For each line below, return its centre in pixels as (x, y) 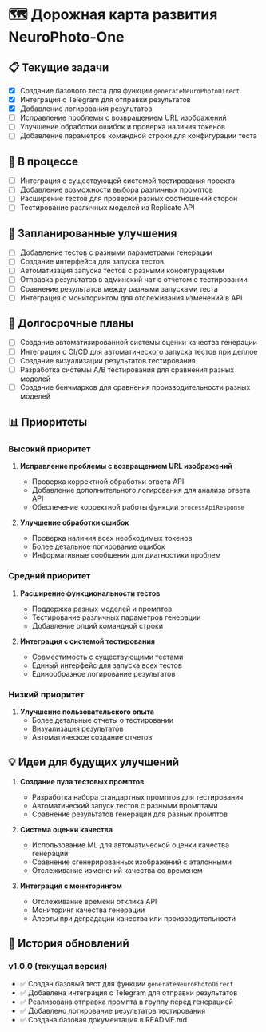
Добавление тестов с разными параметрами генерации (116, 252)
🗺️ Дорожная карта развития (113, 15)
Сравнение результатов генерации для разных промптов (130, 814)
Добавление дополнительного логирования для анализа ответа (141, 490)
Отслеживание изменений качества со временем (117, 870)
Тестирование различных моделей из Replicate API (107, 208)
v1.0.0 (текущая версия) (58, 967)
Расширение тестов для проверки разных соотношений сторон (129, 199)
